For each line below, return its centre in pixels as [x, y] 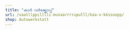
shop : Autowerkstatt [27, 19]
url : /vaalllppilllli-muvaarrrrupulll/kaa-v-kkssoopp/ [65, 15]
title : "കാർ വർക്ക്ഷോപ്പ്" [30, 10]
